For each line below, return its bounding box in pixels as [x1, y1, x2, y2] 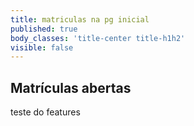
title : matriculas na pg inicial [10, 14, 150, 25]
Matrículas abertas [10, 79, 132, 96]
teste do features [10, 106, 81, 118]
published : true [10, 24, 78, 34]
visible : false [10, 42, 74, 53]
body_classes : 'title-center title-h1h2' [10, 33, 186, 43]
